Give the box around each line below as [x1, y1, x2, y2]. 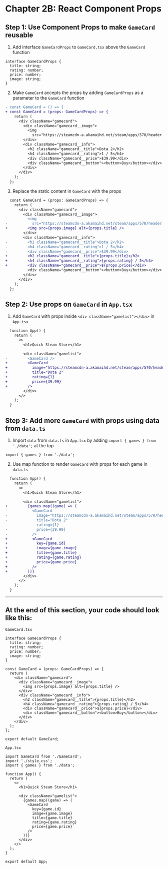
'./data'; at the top [12, 443, 54, 448]
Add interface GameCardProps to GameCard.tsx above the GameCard [12, 44, 145, 50]
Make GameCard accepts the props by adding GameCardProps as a [12, 90, 143, 96]
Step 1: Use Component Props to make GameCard [5, 23, 155, 32]
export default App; [5, 859, 48, 864]
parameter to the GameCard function [12, 95, 85, 101]
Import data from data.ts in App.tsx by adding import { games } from [12, 437, 156, 443]
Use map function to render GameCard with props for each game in [12, 461, 147, 467]
